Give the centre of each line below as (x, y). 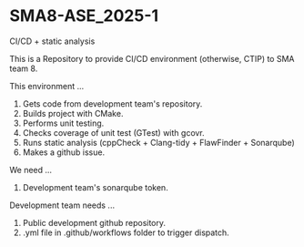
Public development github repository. (94, 222)
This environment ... (47, 86)
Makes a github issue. (64, 152)
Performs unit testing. (63, 123)
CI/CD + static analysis (52, 41)
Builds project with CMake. (73, 113)
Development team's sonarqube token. (95, 187)
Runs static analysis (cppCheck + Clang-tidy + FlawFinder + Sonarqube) (159, 142)
